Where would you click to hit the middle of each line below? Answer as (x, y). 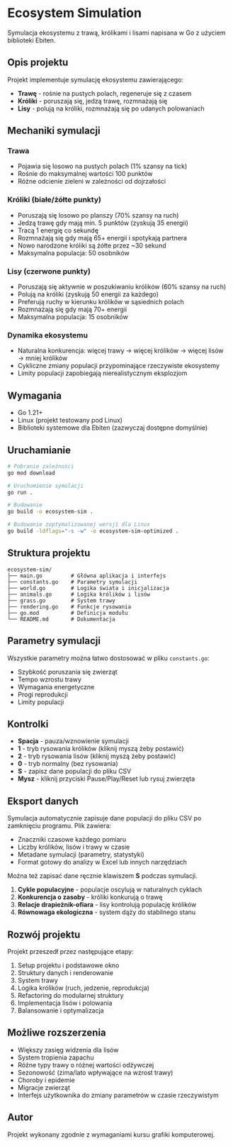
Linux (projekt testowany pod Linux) (70, 421)
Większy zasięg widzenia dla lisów (68, 1050)
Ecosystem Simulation (74, 13)
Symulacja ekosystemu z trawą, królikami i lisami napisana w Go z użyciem (116, 33)
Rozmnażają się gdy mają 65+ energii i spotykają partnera (102, 238)
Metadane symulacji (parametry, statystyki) (81, 855)
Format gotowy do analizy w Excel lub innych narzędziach (102, 862)
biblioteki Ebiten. (32, 40)
